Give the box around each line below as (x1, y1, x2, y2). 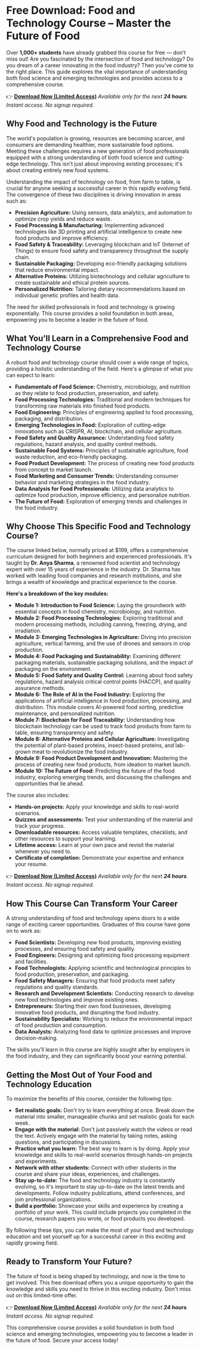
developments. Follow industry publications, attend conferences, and (14, 1189, 185, 1197)
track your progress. (14, 822, 66, 830)
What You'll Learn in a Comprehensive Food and (6, 333, 189, 343)
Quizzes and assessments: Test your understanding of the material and (14, 816, 193, 823)
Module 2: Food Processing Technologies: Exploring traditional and (14, 614, 183, 622)
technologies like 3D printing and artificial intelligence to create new (14, 228, 182, 235)
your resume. (14, 861, 48, 868)
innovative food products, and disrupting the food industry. (14, 1009, 160, 1016)
